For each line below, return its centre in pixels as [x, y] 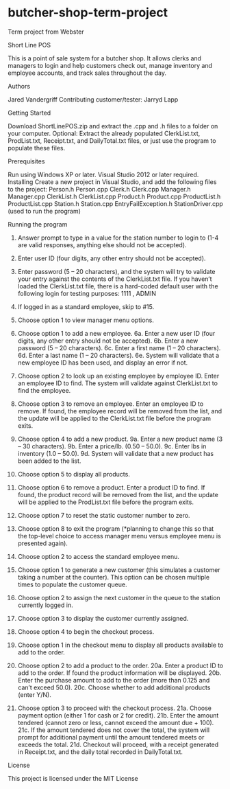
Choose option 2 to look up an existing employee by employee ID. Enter [118, 376]
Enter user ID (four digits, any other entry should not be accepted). [112, 258]
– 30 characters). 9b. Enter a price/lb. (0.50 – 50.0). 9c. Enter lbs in [112, 446]
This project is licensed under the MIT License [73, 778]
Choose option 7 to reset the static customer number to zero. [104, 515]
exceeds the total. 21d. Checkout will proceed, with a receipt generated [118, 744]
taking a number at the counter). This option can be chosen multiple [114, 577]
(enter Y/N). [35, 694]
